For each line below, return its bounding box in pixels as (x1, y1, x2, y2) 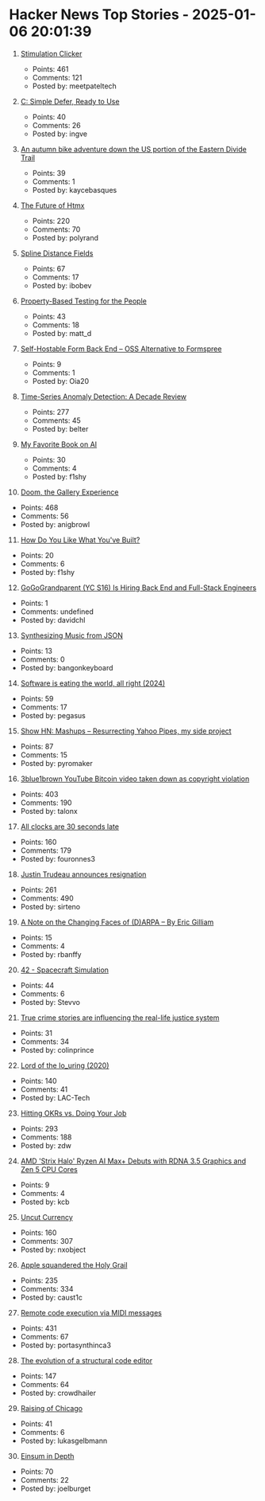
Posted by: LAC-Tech (20, 1093, 90, 1102)
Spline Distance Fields (20, 248, 94, 258)
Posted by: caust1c (20, 1292, 83, 1302)
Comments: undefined (20, 607, 94, 616)
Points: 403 (20, 789, 59, 799)
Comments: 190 (20, 798, 72, 807)
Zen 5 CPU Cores (20, 1164, 78, 1174)
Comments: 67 (20, 1331, 69, 1341)
